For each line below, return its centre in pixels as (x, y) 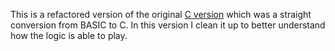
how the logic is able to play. (69, 35)
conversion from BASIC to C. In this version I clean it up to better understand (168, 25)
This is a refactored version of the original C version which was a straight (161, 14)
